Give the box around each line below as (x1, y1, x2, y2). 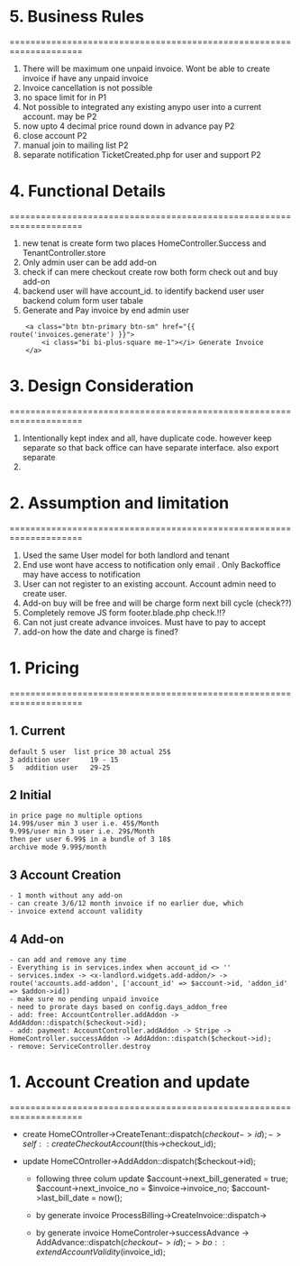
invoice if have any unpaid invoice (22, 72, 149, 83)
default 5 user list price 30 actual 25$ (9, 747, 171, 756)
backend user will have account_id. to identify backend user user (22, 286, 265, 296)
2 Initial (9, 787, 52, 803)
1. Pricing (9, 658, 79, 678)
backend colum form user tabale (22, 295, 144, 305)
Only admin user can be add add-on (22, 257, 158, 268)
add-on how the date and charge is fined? (22, 626, 178, 637)
